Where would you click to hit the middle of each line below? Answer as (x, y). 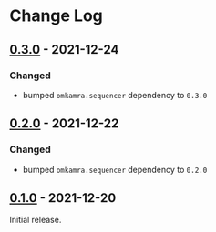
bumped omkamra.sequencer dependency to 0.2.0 (115, 169)
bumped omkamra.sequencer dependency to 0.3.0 (115, 95)
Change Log (56, 16)
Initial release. (36, 220)
